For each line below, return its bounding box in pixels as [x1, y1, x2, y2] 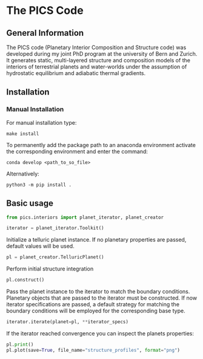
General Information [6, 28, 84, 38]
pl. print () [6, 341, 34, 347]
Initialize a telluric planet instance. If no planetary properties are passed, [6, 236, 187, 243]
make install [6, 131, 39, 137]
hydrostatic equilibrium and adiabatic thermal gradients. [6, 70, 146, 76]
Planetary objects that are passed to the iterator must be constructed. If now [6, 294, 198, 301]
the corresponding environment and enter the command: [6, 148, 148, 155]
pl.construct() [6, 277, 45, 283]
